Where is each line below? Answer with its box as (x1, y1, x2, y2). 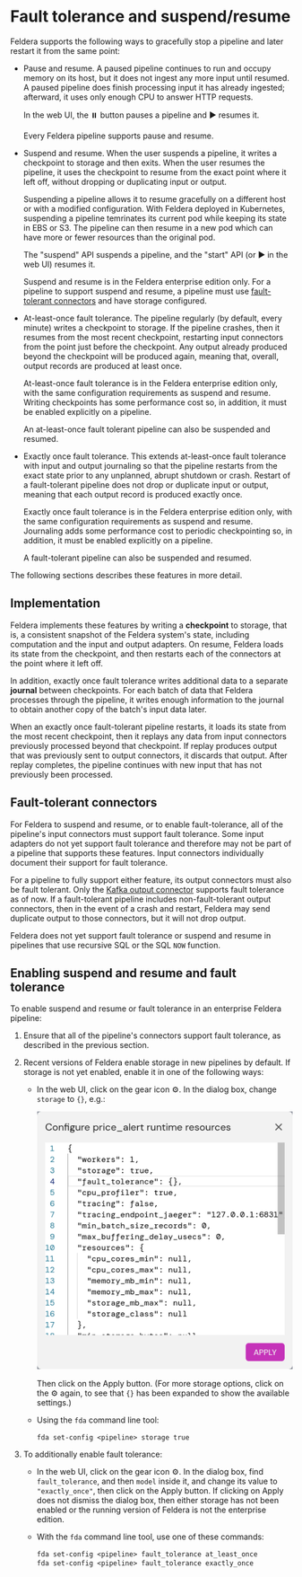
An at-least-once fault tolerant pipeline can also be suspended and (22, 424, 271, 435)
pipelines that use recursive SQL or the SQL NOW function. (10, 939, 220, 950)
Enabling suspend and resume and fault (10, 965, 237, 981)
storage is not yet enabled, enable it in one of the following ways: (22, 1067, 264, 1078)
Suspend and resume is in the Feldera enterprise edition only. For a (22, 276, 272, 286)
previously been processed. (10, 769, 113, 780)
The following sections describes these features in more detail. (10, 569, 243, 580)
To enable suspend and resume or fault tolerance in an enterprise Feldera (10, 1003, 281, 1014)
